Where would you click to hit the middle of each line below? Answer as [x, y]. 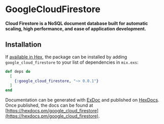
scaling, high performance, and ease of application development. [76, 28]
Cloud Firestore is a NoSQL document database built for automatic [77, 23]
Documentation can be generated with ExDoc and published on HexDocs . [82, 100]
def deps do [18, 71]
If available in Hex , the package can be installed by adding [66, 57]
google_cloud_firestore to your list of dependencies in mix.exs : [72, 62]
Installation [23, 45]
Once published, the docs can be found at [49, 105]
